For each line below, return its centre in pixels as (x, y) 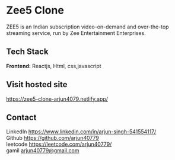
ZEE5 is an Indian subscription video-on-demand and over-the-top (87, 27)
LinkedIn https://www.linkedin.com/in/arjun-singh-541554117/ (81, 132)
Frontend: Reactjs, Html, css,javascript (54, 66)
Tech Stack (27, 52)
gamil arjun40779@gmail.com (43, 151)
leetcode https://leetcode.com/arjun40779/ (59, 144)
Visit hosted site (37, 84)
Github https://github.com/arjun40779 (52, 138)
